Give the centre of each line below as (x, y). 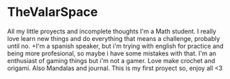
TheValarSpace (53, 12)
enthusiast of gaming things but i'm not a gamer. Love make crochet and (111, 60)
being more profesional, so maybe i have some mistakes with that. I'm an (112, 53)
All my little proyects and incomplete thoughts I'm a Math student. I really (112, 31)
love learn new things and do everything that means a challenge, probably (114, 38)
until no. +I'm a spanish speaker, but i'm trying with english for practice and (116, 46)
